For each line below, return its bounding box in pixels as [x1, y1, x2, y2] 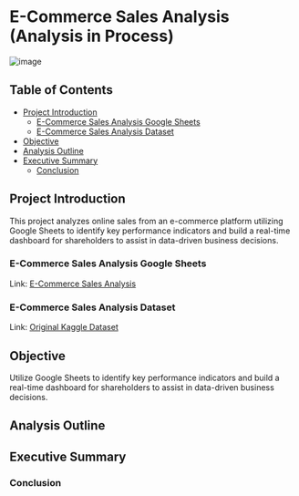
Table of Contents [9, 82, 114, 98]
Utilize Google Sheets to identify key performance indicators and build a [9, 372, 280, 383]
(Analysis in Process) [9, 26, 175, 46]
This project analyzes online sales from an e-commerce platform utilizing [9, 215, 284, 226]
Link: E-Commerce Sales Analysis [9, 278, 137, 289]
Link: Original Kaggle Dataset [9, 322, 119, 333]
